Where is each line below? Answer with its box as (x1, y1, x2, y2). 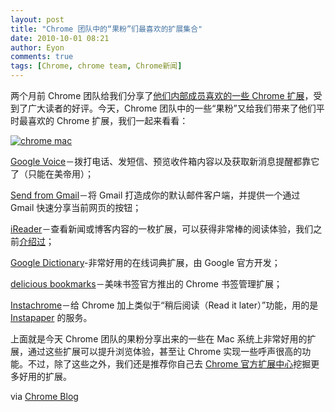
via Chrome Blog (10, 391, 79, 402)
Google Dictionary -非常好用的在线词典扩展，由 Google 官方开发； (10, 257, 281, 268)
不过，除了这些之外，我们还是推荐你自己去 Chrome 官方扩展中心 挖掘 (27, 358, 312, 370)
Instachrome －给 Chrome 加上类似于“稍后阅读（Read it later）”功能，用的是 (10, 299, 319, 311)
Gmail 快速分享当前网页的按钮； (10, 202, 142, 213)
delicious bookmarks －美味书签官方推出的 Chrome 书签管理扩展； (10, 278, 283, 290)
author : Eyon (10, 42, 65, 53)
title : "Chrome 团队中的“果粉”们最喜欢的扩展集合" (10, 24, 203, 34)
